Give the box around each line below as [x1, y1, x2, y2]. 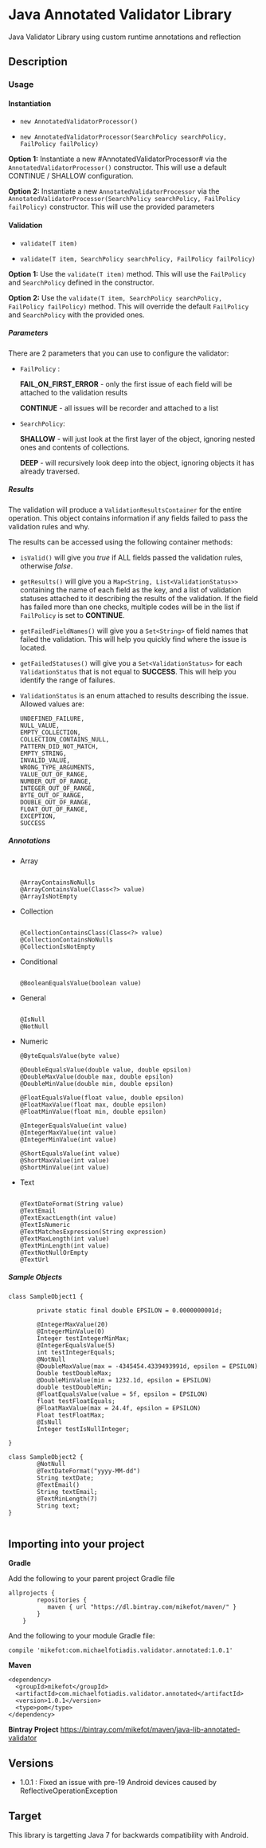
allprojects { [8, 1589, 56, 1598]
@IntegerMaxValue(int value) [19, 1128, 117, 1137]
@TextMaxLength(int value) [19, 1234, 110, 1243]
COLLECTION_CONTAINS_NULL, [19, 735, 110, 743]
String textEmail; [37, 1488, 98, 1496]
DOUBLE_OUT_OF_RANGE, [19, 798, 92, 806]
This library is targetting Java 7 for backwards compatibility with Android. [8, 1830, 249, 1839]
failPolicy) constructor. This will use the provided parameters [8, 202, 215, 212]
